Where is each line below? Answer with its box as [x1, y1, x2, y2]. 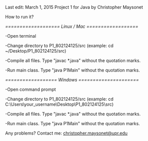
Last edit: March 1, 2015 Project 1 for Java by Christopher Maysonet [5, 4, 143, 10]
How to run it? [5, 14, 34, 19]
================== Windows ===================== [5, 77, 139, 82]
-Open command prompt [5, 86, 56, 92]
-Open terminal [5, 33, 36, 39]
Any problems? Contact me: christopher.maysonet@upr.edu [5, 130, 128, 136]
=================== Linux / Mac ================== [5, 23, 139, 29]
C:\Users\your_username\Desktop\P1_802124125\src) [5, 101, 114, 107]
